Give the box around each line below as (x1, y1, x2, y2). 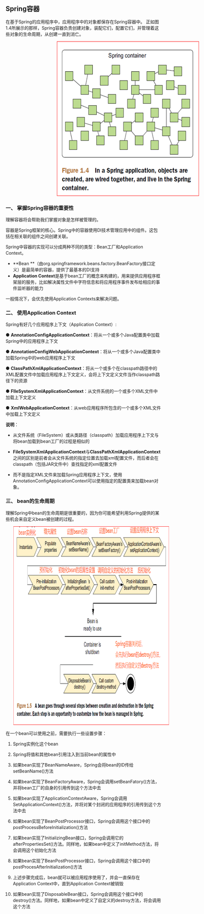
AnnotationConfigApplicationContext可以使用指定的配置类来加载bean (12, 478, 155, 484)
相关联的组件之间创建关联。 (14, 233, 71, 239)
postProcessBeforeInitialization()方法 (12, 824, 88, 830)
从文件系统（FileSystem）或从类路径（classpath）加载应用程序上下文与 (12, 432, 159, 438)
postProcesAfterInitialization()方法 (12, 864, 82, 869)
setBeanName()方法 (12, 768, 54, 774)
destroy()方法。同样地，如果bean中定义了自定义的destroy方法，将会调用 (12, 897, 161, 903)
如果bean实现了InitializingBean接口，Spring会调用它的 (12, 835, 124, 841)
